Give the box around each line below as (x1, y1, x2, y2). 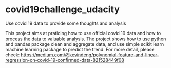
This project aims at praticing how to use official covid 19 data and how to (5, 30, 161, 36)
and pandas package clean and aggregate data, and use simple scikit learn (5, 41, 164, 47)
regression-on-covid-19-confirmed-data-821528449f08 (5, 57, 124, 63)
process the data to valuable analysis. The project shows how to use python (5, 36, 166, 42)
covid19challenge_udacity (5, 4, 120, 15)
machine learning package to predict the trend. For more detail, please (5, 46, 155, 52)
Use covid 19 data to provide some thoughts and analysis (5, 20, 126, 26)
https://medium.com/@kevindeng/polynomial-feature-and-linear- (21, 52, 159, 58)
